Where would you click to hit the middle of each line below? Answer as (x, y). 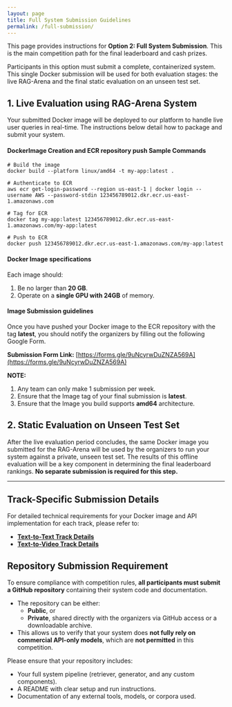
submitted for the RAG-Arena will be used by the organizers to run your (108, 449)
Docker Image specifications (49, 259)
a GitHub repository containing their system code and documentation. (107, 590)
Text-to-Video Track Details (58, 544)
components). (37, 681)
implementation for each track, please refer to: (73, 524)
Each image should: (35, 275)
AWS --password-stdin (66, 195)
